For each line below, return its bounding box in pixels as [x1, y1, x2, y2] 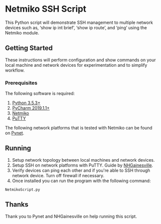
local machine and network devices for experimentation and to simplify [5, 62, 147, 68]
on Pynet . [5, 130, 24, 136]
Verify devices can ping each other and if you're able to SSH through [12, 167, 151, 173]
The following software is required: [5, 91, 75, 96]
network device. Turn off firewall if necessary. [12, 172, 105, 178]
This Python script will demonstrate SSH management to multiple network [5, 19, 153, 25]
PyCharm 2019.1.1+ [12, 105, 50, 111]
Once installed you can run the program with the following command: [12, 178, 151, 184]
